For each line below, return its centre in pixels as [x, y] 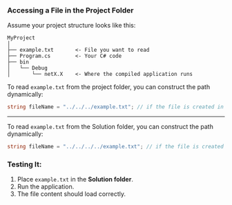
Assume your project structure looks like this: [71, 26]
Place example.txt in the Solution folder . [75, 179]
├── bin [18, 62]
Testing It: [25, 164]
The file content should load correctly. [71, 194]
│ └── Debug [28, 68]
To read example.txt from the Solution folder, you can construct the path [110, 127]
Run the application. [46, 187]
